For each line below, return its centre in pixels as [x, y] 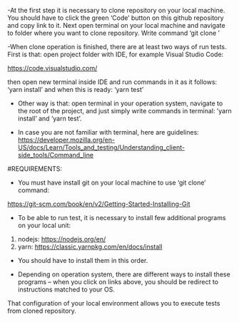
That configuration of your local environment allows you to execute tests [114, 303]
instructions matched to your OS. [66, 289]
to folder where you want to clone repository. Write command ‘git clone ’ [113, 33]
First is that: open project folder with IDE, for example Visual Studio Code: [116, 54]
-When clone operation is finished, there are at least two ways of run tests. [117, 47]
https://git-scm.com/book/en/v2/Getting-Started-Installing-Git [99, 204]
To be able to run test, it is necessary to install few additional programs [122, 218]
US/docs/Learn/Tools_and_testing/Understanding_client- [101, 147]
